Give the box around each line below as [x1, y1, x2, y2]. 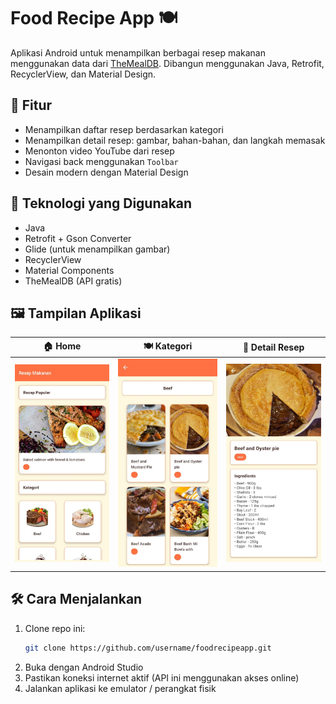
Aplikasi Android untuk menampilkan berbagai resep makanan [10, 46, 266, 59]
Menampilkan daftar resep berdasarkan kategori [24, 123, 224, 135]
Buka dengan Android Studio [24, 661, 144, 673]
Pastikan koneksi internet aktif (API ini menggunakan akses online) [24, 671, 300, 684]
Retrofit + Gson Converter [24, 232, 132, 244]
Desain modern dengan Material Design [24, 166, 189, 178]
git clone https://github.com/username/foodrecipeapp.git [24, 643, 272, 653]
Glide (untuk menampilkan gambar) [24, 243, 171, 255]
